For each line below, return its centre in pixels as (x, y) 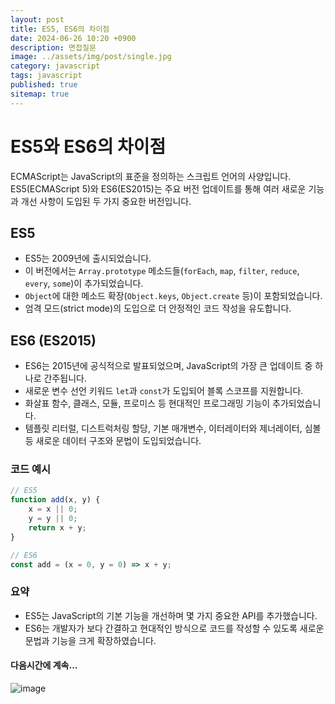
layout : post (37, 19)
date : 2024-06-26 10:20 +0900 (73, 38)
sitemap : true (40, 94)
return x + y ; (57, 527)
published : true (44, 85)
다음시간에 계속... (44, 665)
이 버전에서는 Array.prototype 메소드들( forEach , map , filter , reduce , (162, 271)
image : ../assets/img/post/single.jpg (91, 57)
